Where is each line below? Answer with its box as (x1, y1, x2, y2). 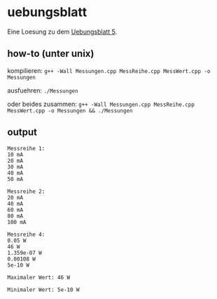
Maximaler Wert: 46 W (7, 274, 71, 281)
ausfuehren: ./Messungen (7, 86, 78, 95)
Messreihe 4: (7, 231, 45, 238)
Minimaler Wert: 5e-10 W (7, 286, 80, 293)
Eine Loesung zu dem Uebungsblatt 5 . (7, 27, 118, 36)
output (7, 126, 37, 138)
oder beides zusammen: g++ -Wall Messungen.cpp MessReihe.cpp (7, 100, 195, 108)
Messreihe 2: (7, 187, 45, 195)
